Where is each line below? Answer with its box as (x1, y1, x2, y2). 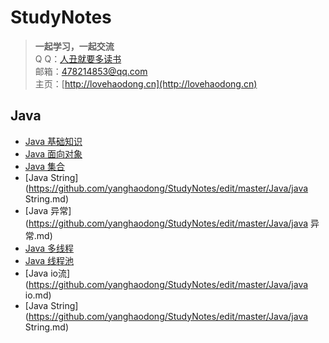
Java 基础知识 (24, 135, 83, 147)
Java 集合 (24, 160, 66, 172)
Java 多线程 (24, 242, 75, 254)
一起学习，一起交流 (34, 40, 115, 52)
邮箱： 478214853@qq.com (34, 65, 148, 77)
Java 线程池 (24, 254, 75, 266)
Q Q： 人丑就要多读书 (34, 52, 122, 65)
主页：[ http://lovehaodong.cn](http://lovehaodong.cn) (34, 77, 258, 90)
